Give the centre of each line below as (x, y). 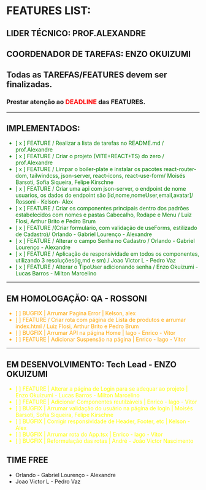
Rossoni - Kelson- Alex (44, 202)
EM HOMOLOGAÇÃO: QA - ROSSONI (77, 298)
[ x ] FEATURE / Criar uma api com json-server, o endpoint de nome (101, 189)
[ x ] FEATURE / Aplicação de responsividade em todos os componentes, (107, 254)
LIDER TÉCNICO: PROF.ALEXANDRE (76, 33)
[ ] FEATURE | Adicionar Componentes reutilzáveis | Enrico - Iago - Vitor (106, 402)
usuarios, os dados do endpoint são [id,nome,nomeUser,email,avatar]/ (104, 195)
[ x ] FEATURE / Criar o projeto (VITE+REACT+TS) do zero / (90, 156)
